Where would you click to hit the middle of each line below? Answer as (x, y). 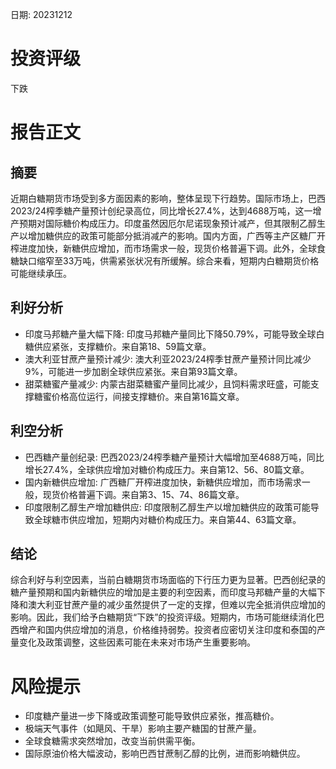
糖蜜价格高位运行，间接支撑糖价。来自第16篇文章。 (139, 396)
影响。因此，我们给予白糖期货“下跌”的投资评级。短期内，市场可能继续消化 (163, 617)
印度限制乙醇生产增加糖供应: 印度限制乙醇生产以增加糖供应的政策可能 (167, 507)
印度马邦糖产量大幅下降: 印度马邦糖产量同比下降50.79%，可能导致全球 (170, 334)
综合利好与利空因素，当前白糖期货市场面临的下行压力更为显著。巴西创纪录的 (168, 580)
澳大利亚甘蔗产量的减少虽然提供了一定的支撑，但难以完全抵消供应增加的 (176, 605)
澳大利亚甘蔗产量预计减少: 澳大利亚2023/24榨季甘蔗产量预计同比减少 (168, 359)
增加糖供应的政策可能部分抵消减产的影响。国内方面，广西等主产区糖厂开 (176, 235)
